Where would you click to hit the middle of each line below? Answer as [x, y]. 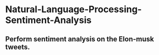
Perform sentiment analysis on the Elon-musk [80, 39]
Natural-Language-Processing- [73, 9]
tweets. [18, 47]
